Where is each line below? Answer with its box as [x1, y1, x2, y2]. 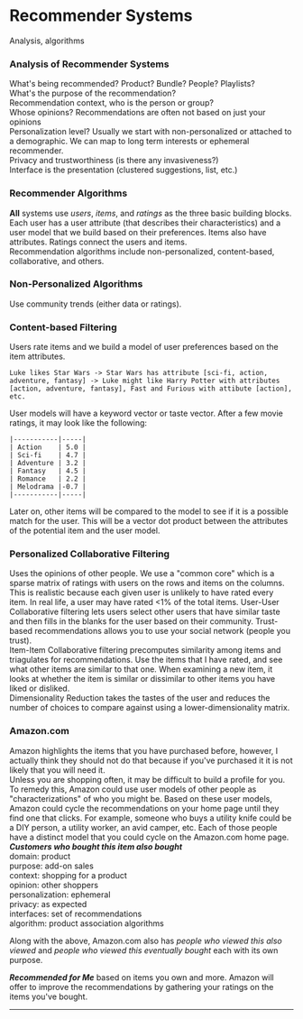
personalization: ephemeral [9, 889, 111, 900]
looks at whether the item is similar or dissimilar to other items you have [9, 674, 276, 684]
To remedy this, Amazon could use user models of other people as [9, 784, 257, 794]
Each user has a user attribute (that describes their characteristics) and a [9, 217, 281, 228]
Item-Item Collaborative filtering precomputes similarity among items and [9, 645, 281, 656]
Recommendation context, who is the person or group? [9, 97, 215, 108]
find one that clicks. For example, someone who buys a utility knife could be [9, 812, 292, 823]
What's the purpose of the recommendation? [9, 87, 177, 99]
